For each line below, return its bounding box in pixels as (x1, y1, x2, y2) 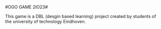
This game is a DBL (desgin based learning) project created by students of (5, 14, 157, 19)
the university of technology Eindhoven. (5, 19, 86, 24)
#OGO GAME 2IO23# (5, 4, 48, 10)
